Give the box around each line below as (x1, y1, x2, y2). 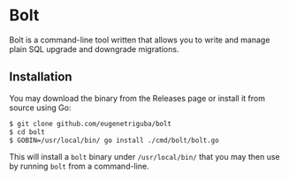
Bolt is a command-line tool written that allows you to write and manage (9, 34, 270, 45)
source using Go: (9, 102, 72, 113)
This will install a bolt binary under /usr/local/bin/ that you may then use (9, 152, 280, 162)
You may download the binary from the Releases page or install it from (9, 93, 265, 103)
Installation (9, 70, 72, 85)
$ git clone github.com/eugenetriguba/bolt (9, 119, 172, 128)
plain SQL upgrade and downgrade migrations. (9, 43, 179, 54)
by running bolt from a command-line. (9, 161, 149, 172)
